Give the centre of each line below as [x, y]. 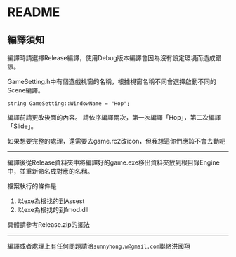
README [34, 12]
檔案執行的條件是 [32, 186]
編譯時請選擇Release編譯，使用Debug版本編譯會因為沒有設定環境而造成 [111, 58]
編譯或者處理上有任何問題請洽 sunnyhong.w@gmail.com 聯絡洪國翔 [99, 246]
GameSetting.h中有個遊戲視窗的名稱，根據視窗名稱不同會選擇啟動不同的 [112, 82]
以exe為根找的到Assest [51, 201]
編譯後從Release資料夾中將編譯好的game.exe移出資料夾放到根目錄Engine [113, 162]
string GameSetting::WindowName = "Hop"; [69, 104]
